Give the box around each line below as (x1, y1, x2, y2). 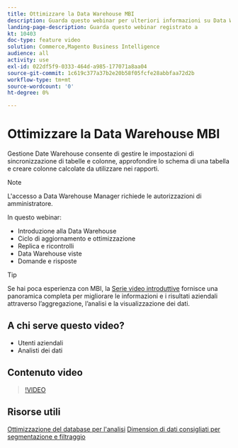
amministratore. (7, 200, 53, 208)
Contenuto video (7, 367, 83, 379)
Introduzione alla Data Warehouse (17, 227, 117, 236)
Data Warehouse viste (17, 249, 83, 258)
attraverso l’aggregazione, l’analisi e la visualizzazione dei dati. (7, 299, 190, 308)
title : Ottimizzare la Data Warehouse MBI (7, 10, 135, 18)
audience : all (7, 50, 50, 57)
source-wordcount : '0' (7, 83, 74, 90)
